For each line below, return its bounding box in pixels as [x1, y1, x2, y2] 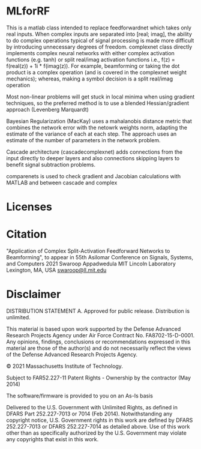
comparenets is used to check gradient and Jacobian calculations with [6, 172, 181, 179]
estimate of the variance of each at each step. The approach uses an [6, 130, 177, 137]
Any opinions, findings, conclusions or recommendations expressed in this [6, 338, 191, 345]
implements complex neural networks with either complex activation [6, 49, 175, 56]
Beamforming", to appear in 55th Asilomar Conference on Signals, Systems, [6, 254, 194, 261]
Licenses [6, 200, 53, 214]
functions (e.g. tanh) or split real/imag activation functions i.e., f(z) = [6, 56, 175, 63]
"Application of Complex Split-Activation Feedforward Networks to [6, 247, 170, 255]
